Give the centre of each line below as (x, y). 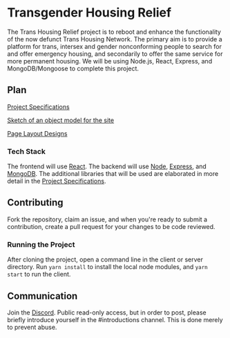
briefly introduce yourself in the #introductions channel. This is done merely (115, 319)
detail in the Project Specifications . (57, 181)
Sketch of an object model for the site (61, 120)
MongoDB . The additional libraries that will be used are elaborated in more (113, 174)
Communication (42, 296)
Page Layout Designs (37, 133)
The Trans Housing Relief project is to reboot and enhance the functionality (114, 32)
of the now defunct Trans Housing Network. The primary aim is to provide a (115, 39)
